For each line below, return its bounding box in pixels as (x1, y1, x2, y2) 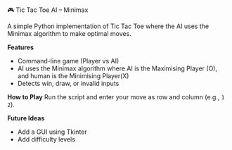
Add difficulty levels (17, 135, 76, 143)
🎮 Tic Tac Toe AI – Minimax (7, 6, 89, 14)
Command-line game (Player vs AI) (17, 57, 120, 65)
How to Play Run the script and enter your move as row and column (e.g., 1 (7, 93, 225, 101)
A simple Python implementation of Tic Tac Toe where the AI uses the (7, 22, 210, 30)
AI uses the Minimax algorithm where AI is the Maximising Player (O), (17, 64, 218, 73)
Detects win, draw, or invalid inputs (17, 80, 120, 87)
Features (7, 43, 34, 51)
